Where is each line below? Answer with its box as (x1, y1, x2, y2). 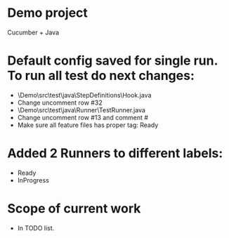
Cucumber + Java (7, 28, 60, 37)
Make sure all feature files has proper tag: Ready (17, 121, 159, 129)
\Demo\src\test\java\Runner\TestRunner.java (17, 105, 146, 114)
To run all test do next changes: (7, 68, 195, 84)
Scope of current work (7, 201, 141, 216)
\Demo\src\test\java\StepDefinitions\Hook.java (17, 91, 152, 99)
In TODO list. (17, 223, 55, 232)
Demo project (7, 5, 88, 21)
